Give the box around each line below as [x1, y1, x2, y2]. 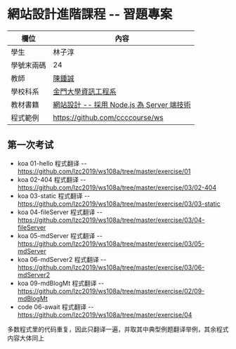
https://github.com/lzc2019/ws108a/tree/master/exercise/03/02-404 [17, 183, 216, 192]
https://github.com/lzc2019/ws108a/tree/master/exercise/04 [17, 310, 192, 319]
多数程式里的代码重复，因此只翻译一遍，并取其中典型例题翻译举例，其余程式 [7, 324, 229, 334]
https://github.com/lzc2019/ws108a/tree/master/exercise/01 [17, 166, 191, 176]
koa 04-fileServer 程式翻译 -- [17, 208, 103, 216]
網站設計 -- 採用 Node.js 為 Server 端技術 [53, 100, 191, 110]
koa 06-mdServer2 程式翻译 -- [17, 255, 107, 263]
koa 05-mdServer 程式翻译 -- [17, 231, 103, 239]
